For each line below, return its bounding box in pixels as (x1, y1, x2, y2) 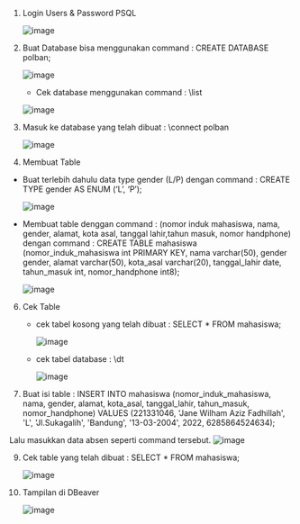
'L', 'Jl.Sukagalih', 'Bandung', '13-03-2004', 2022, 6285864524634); (22, 418, 276, 428)
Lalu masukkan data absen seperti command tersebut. (9, 435, 212, 445)
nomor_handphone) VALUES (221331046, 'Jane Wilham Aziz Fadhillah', (22, 408, 286, 418)
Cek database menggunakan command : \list (35, 87, 203, 97)
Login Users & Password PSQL (22, 8, 137, 18)
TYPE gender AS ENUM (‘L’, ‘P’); (22, 184, 142, 194)
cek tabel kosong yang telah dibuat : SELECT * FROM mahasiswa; (35, 319, 282, 330)
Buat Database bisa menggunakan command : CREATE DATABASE (22, 42, 269, 53)
